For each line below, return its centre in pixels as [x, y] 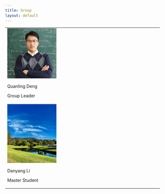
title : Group [18, 10]
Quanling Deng [22, 86]
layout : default [22, 15]
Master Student [23, 180]
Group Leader [21, 96]
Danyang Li [19, 171]
